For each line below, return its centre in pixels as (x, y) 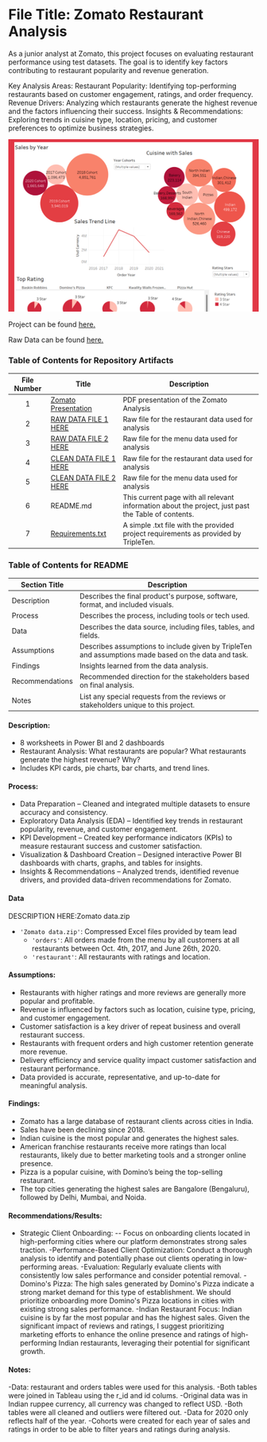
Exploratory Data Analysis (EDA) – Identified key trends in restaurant (131, 821)
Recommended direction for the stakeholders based (164, 676)
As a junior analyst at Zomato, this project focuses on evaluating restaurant (131, 53)
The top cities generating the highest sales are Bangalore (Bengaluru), (135, 1189)
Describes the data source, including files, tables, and (167, 626)
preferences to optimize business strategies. (81, 128)
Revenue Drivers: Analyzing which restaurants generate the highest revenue (133, 103)
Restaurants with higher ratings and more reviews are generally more (133, 992)
